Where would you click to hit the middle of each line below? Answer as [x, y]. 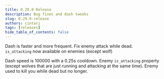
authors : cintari [23, 23]
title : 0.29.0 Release [28, 10]
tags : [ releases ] [23, 28]
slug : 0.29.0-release [27, 19]
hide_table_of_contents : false [37, 32]
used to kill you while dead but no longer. [47, 71]
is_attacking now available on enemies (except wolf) [59, 51]
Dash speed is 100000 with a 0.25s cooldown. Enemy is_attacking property [82, 61]
